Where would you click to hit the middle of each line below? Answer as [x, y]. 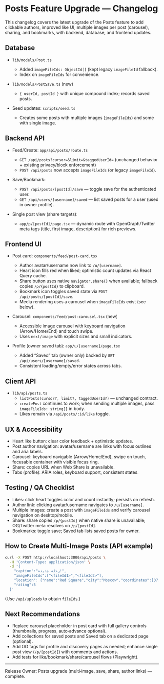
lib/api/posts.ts [30, 393]
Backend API [25, 138]
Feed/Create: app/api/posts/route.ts [50, 150]
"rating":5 [25, 585]
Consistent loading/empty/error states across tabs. [71, 366]
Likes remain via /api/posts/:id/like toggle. [65, 414]
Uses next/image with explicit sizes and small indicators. [76, 337]
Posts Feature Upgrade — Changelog [82, 9]
